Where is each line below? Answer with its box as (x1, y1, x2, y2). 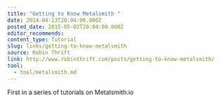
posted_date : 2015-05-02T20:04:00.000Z (7, 23, 124, 30)
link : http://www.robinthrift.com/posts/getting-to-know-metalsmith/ (7, 56, 215, 63)
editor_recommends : (7, 29, 65, 37)
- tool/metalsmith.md (13, 68, 77, 75)
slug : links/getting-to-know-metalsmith (7, 43, 128, 50)
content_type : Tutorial (7, 36, 77, 43)
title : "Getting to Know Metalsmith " (7, 10, 121, 17)
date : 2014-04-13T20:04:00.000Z (7, 17, 102, 24)
